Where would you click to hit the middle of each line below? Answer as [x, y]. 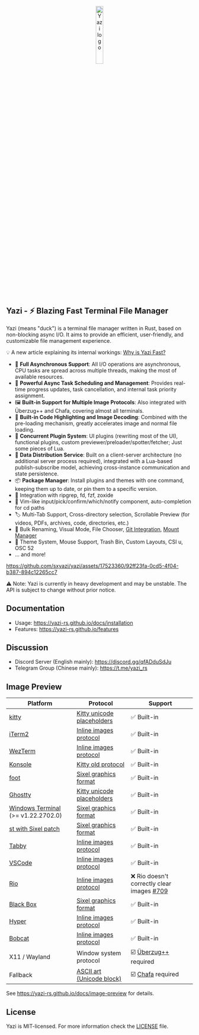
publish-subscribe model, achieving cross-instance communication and [102, 467]
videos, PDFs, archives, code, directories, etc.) [72, 523]
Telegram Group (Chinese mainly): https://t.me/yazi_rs [81, 668]
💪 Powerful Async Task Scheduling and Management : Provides [94, 383]
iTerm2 [19, 734]
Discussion [27, 648]
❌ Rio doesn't [150, 876]
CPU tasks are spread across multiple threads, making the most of [96, 370]
